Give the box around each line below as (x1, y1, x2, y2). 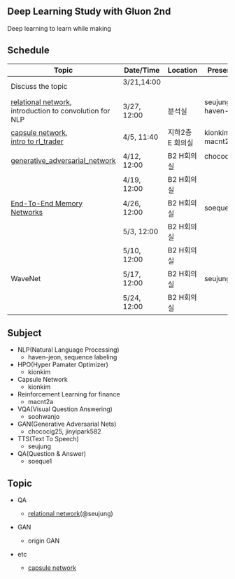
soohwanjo (27, 413, 60, 421)
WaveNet (10, 273, 41, 283)
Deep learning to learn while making (7, 24, 112, 32)
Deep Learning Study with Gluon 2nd (7, 6, 171, 17)
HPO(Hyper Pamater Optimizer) (17, 360, 108, 369)
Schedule (7, 45, 50, 57)
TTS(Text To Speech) (17, 435, 79, 443)
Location (167, 65, 198, 75)
